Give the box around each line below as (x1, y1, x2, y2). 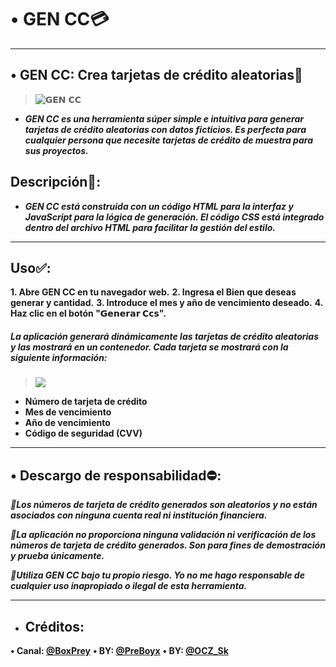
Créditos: (24, 618, 85, 635)
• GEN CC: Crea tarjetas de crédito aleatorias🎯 (10, 67, 303, 84)
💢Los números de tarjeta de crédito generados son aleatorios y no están (10, 499, 318, 511)
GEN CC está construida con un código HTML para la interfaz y (24, 200, 294, 212)
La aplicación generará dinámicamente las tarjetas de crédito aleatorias (10, 330, 320, 342)
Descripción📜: (10, 174, 102, 191)
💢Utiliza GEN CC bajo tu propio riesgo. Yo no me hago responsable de (10, 569, 305, 581)
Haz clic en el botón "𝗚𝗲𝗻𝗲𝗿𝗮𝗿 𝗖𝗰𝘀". (10, 307, 167, 320)
